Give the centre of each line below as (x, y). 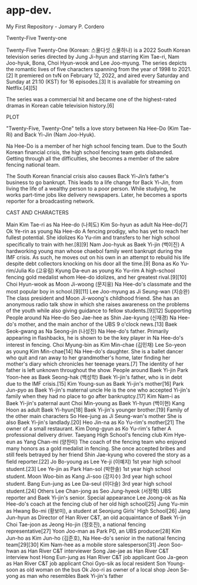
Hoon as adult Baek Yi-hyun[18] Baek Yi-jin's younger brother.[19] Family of (98, 410)
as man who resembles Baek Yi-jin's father (71, 576)
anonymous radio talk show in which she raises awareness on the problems (98, 304)
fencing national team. (33, 165)
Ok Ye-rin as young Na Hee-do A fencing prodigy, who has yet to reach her (97, 231)
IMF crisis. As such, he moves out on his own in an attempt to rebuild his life (98, 257)
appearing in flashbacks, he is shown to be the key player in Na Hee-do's (95, 337)
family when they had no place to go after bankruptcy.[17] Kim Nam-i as (93, 396)
